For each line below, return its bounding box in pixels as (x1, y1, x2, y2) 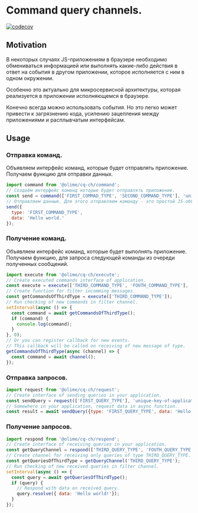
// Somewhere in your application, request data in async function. (6, 403, 178, 409)
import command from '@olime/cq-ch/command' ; (6, 182, 120, 188)
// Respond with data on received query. (16, 485, 120, 491)
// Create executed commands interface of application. (6, 277, 146, 283)
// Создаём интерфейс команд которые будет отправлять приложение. (6, 188, 176, 193)
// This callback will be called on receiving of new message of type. (6, 343, 186, 349)
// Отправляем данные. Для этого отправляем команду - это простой (6, 199, 176, 205)
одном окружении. (6, 74, 54, 81)
